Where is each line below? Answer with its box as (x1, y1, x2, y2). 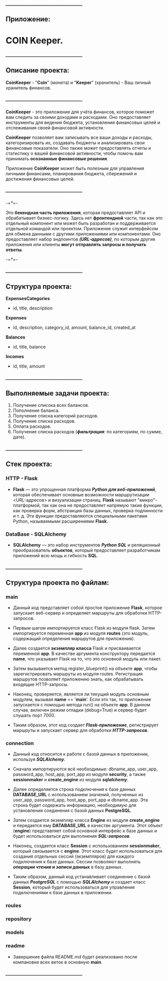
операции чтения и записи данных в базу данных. (12, 864, 123, 870)
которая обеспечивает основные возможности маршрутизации (12, 491, 150, 498)
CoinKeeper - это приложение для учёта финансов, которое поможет (5, 109, 155, 115)
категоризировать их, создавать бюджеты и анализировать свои (5, 139, 145, 146)
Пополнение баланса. (12, 407, 60, 413)
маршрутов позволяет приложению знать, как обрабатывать (12, 676, 144, 682)
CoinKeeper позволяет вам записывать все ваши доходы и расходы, (5, 134, 153, 140)
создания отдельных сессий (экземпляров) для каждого (12, 853, 134, 860)
